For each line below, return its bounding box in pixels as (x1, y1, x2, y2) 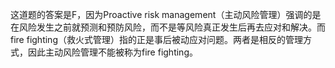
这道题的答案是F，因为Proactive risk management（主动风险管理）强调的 (10, 9, 313, 20)
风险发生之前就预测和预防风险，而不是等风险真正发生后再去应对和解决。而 (18, 21, 326, 33)
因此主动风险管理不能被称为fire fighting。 (27, 46, 198, 58)
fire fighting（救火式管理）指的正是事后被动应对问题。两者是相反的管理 (10, 34, 303, 45)
